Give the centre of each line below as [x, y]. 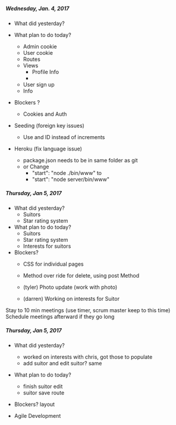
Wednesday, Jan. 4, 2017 [37, 8]
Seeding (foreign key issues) [49, 125]
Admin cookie [40, 46]
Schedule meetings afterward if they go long [60, 316]
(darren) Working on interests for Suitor [71, 298]
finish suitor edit [43, 386]
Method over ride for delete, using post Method [81, 275]
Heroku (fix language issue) [48, 149]
